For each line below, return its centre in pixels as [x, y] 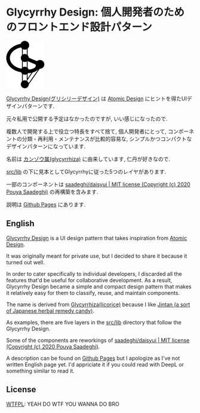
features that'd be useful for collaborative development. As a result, [89, 280]
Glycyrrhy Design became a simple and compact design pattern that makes [99, 286]
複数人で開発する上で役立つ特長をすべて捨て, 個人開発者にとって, [87, 131]
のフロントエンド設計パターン [79, 27]
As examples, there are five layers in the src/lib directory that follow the [94, 322]
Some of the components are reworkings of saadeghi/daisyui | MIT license [98, 340]
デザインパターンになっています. [46, 146]
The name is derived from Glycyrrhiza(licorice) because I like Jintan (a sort [98, 304]
